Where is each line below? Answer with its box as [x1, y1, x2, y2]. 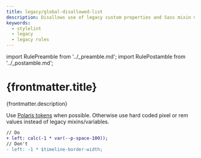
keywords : [6, 20, 31, 26]
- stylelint [11, 25, 42, 32]
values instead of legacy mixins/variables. [6, 118, 109, 125]
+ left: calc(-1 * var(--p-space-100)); [6, 135, 109, 141]
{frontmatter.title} [6, 80, 98, 94]
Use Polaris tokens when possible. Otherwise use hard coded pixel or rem [6, 111, 188, 118]
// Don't [6, 141, 28, 147]
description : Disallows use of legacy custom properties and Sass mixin [6, 14, 191, 20]
